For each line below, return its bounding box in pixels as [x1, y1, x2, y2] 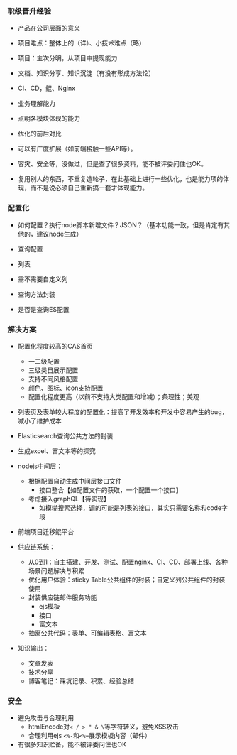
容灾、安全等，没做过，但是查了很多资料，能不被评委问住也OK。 [17, 160, 207, 168]
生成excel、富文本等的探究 [17, 446, 96, 455]
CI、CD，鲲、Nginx [17, 84, 76, 93]
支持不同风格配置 [28, 374, 79, 383]
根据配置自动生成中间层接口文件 [28, 477, 122, 485]
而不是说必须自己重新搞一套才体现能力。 [30, 183, 149, 192]
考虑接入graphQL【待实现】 [28, 494, 110, 503]
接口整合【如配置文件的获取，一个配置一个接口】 [38, 485, 182, 494]
